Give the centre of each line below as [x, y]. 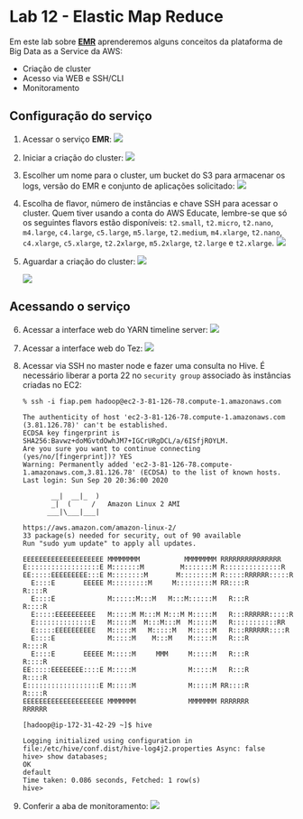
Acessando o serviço [70, 307]
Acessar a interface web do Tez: [83, 348]
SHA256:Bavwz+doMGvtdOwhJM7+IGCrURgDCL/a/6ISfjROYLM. [125, 441]
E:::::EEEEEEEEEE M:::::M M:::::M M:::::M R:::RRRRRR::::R [161, 630]
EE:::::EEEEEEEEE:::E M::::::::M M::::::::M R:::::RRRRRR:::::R [158, 575]
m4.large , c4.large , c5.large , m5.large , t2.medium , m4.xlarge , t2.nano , [152, 232]
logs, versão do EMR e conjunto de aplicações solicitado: [129, 186]
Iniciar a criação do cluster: [73, 157]
